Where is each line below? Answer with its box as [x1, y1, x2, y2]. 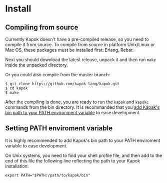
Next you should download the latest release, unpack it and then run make [5, 57, 156, 63]
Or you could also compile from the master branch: [5, 72, 110, 78]
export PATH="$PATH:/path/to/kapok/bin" [5, 172, 91, 178]
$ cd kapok [5, 86, 28, 91]
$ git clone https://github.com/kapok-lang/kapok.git [5, 81, 120, 86]
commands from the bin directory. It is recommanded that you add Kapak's [5, 104, 160, 110]
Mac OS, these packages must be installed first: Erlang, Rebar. [5, 47, 134, 53]
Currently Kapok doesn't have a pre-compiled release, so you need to [5, 36, 149, 42]
